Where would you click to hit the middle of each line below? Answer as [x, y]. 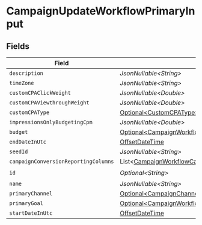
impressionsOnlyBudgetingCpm [51, 122]
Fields [18, 46]
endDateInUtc [28, 142]
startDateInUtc [31, 213]
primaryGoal [26, 203]
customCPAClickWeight [40, 93]
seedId [19, 152]
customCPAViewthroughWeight [49, 103]
